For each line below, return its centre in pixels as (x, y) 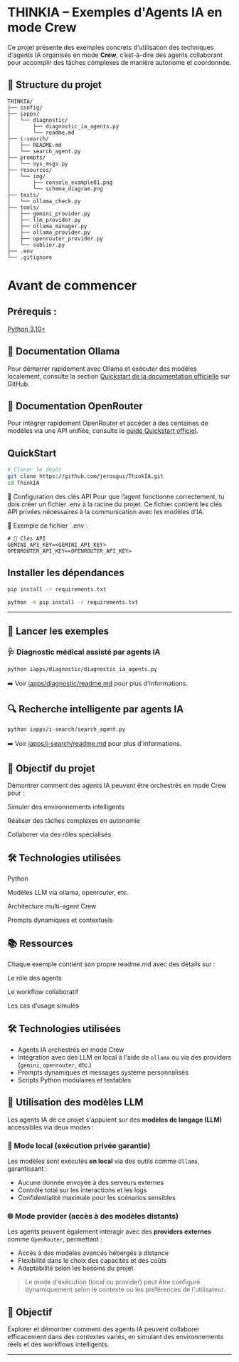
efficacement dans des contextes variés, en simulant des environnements (116, 1337)
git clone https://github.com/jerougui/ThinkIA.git (85, 476)
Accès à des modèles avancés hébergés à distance (93, 1253)
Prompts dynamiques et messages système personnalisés (103, 1072)
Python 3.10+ (27, 329)
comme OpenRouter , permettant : (55, 1239)
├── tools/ (23, 208)
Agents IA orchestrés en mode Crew (71, 1050)
